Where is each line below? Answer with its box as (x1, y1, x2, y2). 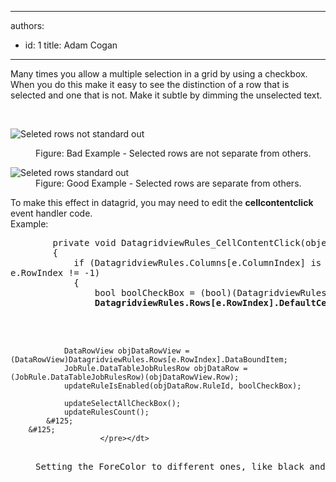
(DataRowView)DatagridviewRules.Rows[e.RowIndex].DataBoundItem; (10, 355, 288, 365)
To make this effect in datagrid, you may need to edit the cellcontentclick (10, 197, 314, 208)
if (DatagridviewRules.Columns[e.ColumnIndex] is (73, 257, 322, 268)
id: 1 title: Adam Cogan (24, 39, 118, 51)
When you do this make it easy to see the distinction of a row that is (10, 79, 290, 90)
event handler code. (10, 207, 93, 219)
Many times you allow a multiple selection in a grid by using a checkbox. (10, 68, 308, 80)
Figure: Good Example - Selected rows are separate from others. (35, 177, 302, 189)
